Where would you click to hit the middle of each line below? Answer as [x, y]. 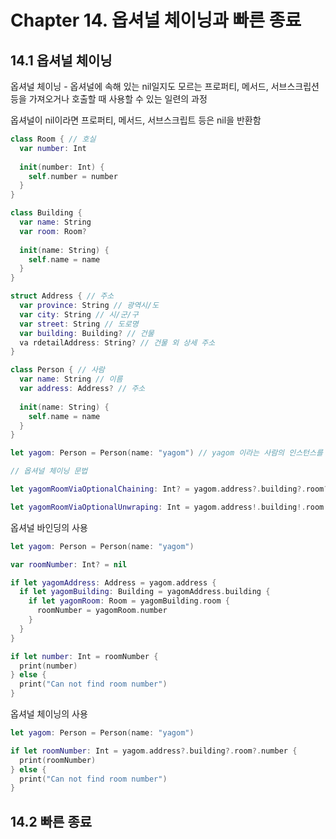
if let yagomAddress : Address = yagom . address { [113, 582]
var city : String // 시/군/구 [79, 314]
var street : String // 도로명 [79, 324]
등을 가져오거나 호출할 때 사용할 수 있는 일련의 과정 [109, 99]
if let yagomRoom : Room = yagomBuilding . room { [129, 601]
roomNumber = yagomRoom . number [102, 611]
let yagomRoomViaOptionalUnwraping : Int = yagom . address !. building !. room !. [171, 507]
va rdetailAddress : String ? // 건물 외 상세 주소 [117, 342]
